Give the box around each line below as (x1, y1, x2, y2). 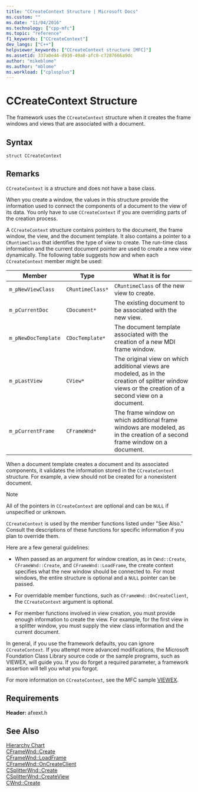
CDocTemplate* (66, 335, 106, 341)
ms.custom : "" (6, 14, 41, 20)
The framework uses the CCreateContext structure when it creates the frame (6, 114, 192, 121)
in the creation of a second (114, 430, 189, 438)
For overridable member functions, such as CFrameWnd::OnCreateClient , (14, 591, 189, 599)
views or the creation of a (114, 384, 185, 392)
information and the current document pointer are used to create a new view (6, 245, 192, 252)
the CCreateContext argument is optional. (14, 598, 114, 605)
